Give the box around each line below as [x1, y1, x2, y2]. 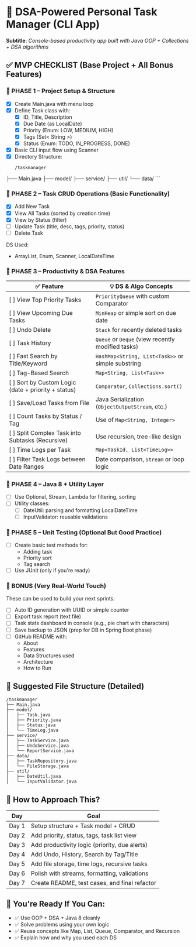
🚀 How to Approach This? [6, 794, 100, 804]
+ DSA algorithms [6, 43, 49, 50]
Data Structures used [23, 652, 75, 659]
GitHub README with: [14, 633, 68, 640]
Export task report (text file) [14, 613, 82, 620]
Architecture [23, 658, 54, 665]
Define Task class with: [14, 107, 71, 114]
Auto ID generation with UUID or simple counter [14, 606, 129, 613]
